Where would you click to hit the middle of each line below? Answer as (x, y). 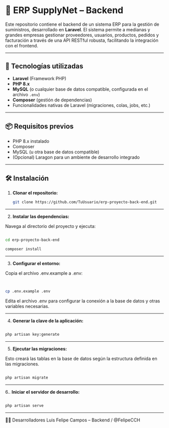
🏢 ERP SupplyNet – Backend (64, 10)
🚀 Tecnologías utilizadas (44, 66)
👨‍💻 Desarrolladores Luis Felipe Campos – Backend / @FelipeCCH (73, 420)
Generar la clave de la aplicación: (48, 321)
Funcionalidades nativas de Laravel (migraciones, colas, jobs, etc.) (81, 105)
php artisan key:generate (32, 334)
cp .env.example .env (28, 291)
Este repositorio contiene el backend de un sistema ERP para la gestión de (82, 24)
